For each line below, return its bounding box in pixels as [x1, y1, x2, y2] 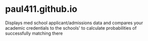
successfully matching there [5, 30, 63, 36]
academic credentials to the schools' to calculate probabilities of [5, 25, 137, 31]
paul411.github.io [5, 3, 78, 15]
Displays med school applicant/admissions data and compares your [5, 20, 144, 26]
